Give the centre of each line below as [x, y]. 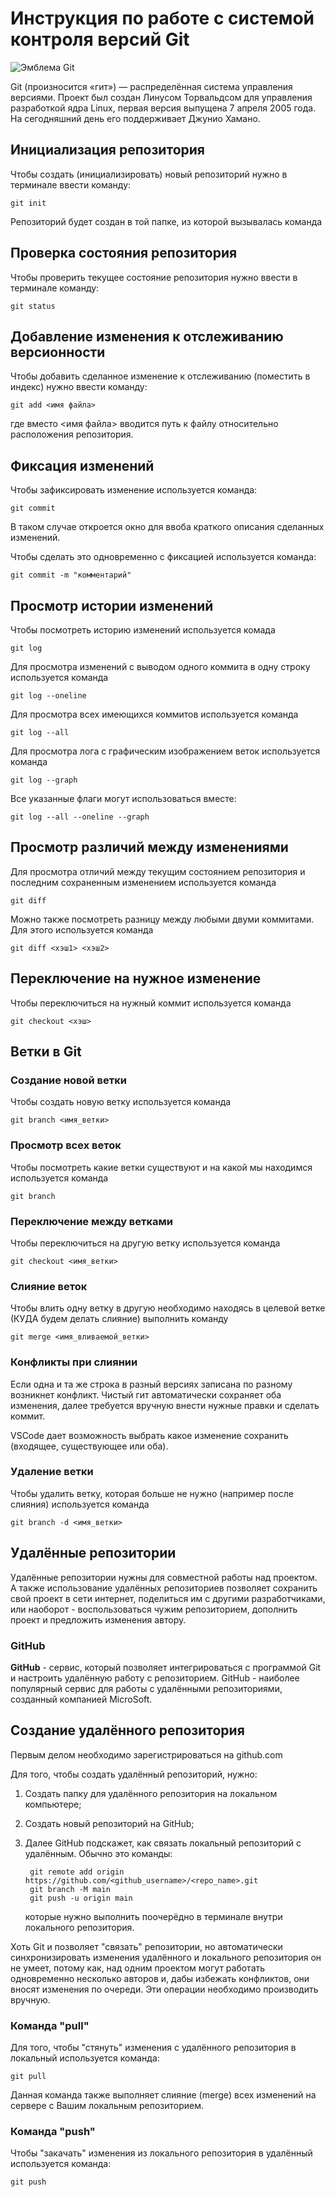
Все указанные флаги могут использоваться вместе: [123, 798]
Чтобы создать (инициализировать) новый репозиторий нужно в [149, 174]
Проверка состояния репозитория [124, 253]
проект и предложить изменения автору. [98, 1619]
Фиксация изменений [82, 465]
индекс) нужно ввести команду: [79, 387]
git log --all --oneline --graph [80, 817]
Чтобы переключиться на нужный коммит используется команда [151, 1003]
